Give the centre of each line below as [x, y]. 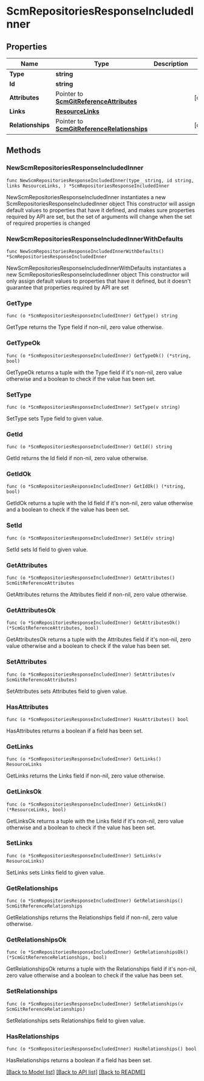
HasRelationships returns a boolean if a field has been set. [79, 1060]
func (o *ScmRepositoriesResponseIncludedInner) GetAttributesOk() [93, 623]
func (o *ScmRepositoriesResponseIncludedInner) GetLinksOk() [87, 804]
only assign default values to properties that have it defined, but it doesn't [99, 281]
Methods [24, 151]
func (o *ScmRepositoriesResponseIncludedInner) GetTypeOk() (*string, [99, 356]
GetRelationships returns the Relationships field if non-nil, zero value [92, 918]
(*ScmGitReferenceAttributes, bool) [53, 628]
